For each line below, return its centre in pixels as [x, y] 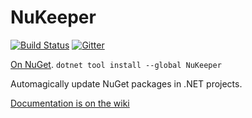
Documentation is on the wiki [70, 103]
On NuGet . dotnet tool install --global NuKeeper [116, 64]
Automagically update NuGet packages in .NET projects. [126, 83]
